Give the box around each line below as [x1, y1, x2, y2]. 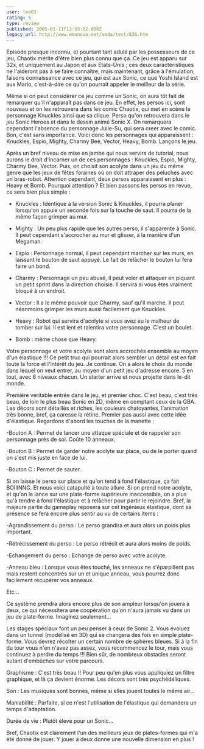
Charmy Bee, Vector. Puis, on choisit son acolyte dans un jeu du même [6, 163, 184, 170]
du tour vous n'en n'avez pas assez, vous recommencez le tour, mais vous [6, 644, 194, 652]
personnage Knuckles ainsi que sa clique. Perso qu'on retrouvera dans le [6, 112, 190, 119]
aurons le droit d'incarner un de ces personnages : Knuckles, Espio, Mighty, [6, 156, 197, 163]
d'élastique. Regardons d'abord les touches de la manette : [6, 418, 154, 425]
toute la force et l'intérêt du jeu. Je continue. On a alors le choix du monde [6, 360, 192, 368]
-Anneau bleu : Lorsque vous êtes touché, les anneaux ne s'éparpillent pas [6, 564, 194, 571]
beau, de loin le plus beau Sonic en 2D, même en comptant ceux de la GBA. [6, 398, 196, 406]
